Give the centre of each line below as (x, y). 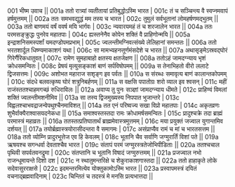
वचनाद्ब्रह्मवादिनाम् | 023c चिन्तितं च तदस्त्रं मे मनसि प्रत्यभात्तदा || (80, 176)
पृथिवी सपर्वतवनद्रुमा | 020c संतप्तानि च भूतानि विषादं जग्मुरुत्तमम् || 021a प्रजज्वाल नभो (105, 153)
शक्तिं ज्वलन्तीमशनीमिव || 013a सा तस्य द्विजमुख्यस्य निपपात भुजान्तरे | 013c (94, 97)
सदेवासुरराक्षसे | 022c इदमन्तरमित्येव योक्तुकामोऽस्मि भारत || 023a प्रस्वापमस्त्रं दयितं (102, 168)
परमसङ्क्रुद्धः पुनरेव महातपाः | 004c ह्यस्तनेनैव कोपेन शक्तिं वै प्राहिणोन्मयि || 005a (99, 34)
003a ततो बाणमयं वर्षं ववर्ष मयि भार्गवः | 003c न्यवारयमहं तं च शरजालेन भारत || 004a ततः (110, 27)
